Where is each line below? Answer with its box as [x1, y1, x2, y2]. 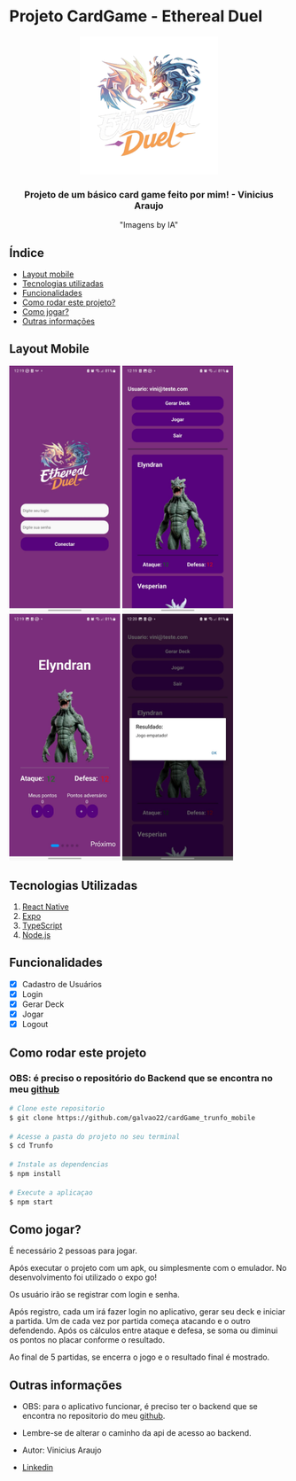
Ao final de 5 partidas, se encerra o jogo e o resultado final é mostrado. [9, 1352, 270, 1362]
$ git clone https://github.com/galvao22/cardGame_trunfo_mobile [9, 1113, 255, 1122]
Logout [21, 1019, 49, 1030]
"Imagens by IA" [119, 220, 179, 230]
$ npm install [9, 1170, 62, 1179]
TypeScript [21, 920, 63, 931]
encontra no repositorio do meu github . [21, 1411, 166, 1422]
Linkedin [21, 1462, 54, 1473]
